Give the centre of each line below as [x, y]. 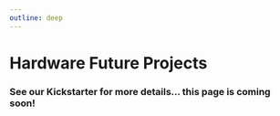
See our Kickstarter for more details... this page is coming [140, 91]
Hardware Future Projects [109, 63]
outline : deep [36, 18]
